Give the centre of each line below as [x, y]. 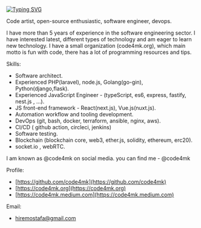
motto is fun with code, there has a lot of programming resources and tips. [99, 52]
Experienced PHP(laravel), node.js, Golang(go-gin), [79, 82]
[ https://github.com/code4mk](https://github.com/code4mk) [91, 182]
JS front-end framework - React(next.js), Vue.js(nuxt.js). [85, 108]
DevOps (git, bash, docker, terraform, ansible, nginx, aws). [88, 121]
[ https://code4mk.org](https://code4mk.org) [70, 188]
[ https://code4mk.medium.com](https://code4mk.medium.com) [94, 195]
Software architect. [39, 75]
